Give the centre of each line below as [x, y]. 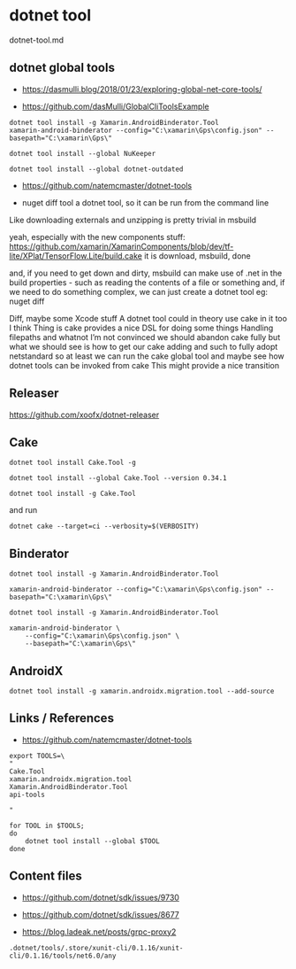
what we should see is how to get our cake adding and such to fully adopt [144, 346]
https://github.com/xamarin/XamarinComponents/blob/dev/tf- [121, 246]
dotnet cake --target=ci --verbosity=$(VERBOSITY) [104, 527]
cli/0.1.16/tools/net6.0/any [63, 956]
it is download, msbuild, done [197, 256]
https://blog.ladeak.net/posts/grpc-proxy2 [99, 932]
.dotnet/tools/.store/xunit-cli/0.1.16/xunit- [96, 948]
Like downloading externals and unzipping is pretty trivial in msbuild [133, 220]
